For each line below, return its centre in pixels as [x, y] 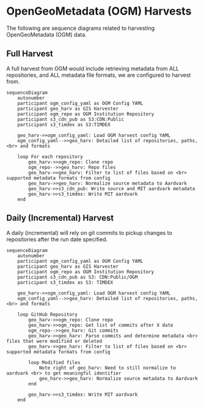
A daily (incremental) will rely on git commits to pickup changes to [89, 232]
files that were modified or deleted [54, 341]
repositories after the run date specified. [57, 239]
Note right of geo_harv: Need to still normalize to [107, 368]
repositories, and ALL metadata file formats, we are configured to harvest [99, 75]
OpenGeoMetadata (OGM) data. [46, 34]
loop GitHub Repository [48, 314]
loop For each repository [50, 157]
